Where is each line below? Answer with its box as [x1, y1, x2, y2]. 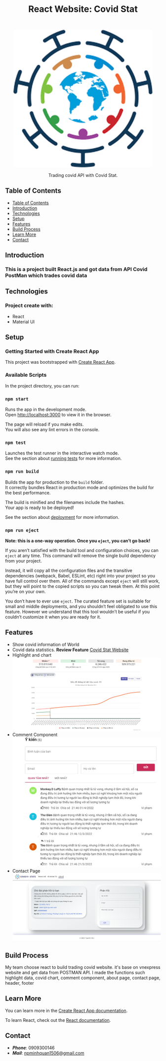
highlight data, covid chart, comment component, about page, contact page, [5, 975, 161, 981]
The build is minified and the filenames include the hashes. [5, 499, 125, 505]
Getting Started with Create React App [5, 348, 99, 355]
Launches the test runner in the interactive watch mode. [5, 450, 120, 456]
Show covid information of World [12, 641, 80, 647]
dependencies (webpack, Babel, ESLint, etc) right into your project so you [5, 572, 156, 578]
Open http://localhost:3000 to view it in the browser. [5, 412, 112, 418]
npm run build [5, 469, 39, 474]
